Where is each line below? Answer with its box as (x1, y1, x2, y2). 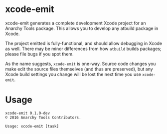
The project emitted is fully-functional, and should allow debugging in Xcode (5, 40, 163, 46)
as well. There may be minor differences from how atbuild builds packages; (5, 45, 162, 51)
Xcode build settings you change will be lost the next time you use (5, 71, 141, 77)
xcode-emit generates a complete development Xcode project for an (5, 20, 146, 26)
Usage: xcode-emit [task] (5, 123, 59, 128)
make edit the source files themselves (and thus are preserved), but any (5, 66, 153, 72)
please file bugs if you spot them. (5, 51, 74, 57)
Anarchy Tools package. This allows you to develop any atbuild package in (5, 25, 159, 31)
